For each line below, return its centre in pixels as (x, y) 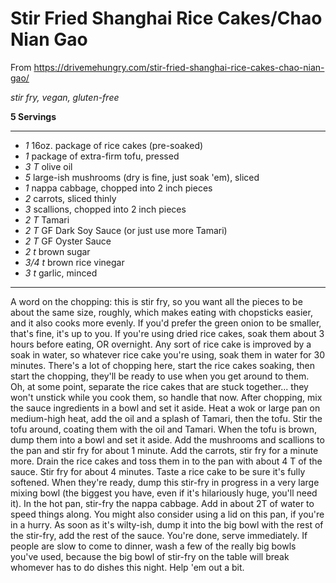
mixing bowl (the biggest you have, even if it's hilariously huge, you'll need (164, 493)
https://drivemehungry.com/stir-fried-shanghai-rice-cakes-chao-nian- (179, 67)
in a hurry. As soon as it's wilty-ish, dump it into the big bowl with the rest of (167, 524)
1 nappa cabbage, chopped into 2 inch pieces (118, 188)
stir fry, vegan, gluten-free (65, 97)
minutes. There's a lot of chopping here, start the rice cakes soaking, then (162, 365)
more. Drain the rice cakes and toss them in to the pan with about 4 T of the (166, 461)
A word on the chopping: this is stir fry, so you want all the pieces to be (156, 301)
